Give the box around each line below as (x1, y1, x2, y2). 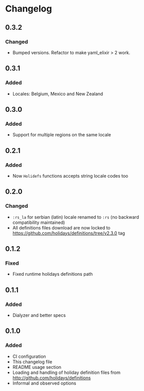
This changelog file (12, 358, 53, 365)
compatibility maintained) (12, 219, 65, 225)
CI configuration (12, 353, 46, 359)
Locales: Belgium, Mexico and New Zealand (12, 91, 103, 97)
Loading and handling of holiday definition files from (12, 369, 120, 375)
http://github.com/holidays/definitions (12, 374, 91, 380)
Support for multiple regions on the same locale (12, 132, 111, 138)
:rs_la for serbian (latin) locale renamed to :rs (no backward (12, 214, 139, 220)
